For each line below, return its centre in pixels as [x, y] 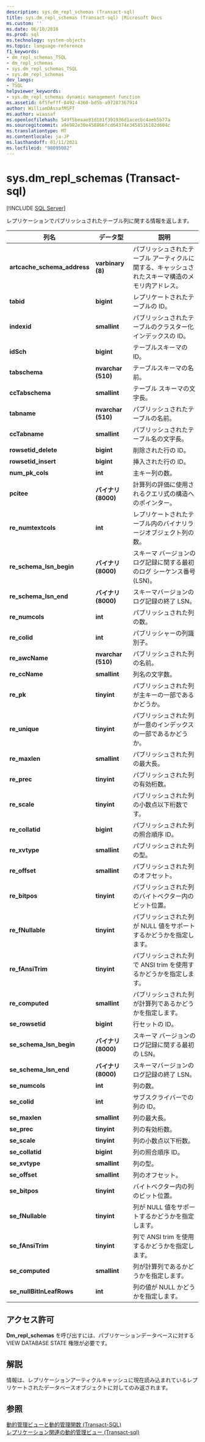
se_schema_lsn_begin [42, 1044]
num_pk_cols [29, 473]
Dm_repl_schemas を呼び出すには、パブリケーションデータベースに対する [100, 1335]
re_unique [24, 729]
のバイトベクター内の [163, 896]
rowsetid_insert [33, 461]
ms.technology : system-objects [46, 40]
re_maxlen [25, 758]
